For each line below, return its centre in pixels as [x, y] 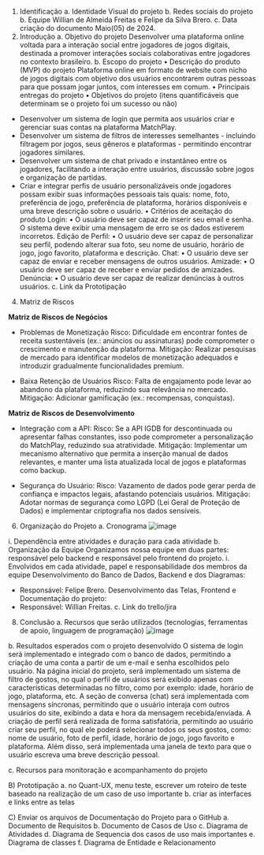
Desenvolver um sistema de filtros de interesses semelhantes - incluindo [138, 136]
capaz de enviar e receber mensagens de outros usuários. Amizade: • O [137, 261]
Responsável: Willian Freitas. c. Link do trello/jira [98, 607]
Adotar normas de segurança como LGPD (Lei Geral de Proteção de [130, 502]
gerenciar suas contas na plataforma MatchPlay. [98, 127]
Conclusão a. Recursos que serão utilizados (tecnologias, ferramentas [134, 622]
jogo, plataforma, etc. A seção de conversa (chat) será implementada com [129, 696]
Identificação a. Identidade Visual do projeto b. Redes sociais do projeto [136, 11]
